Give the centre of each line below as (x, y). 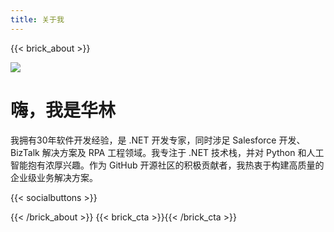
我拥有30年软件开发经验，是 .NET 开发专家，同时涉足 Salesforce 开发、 (158, 140)
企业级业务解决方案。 (54, 177)
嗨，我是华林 (63, 110)
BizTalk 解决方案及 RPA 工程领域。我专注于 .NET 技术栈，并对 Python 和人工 (167, 152)
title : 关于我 (37, 19)
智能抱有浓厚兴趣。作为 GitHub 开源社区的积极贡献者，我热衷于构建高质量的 (167, 165)
